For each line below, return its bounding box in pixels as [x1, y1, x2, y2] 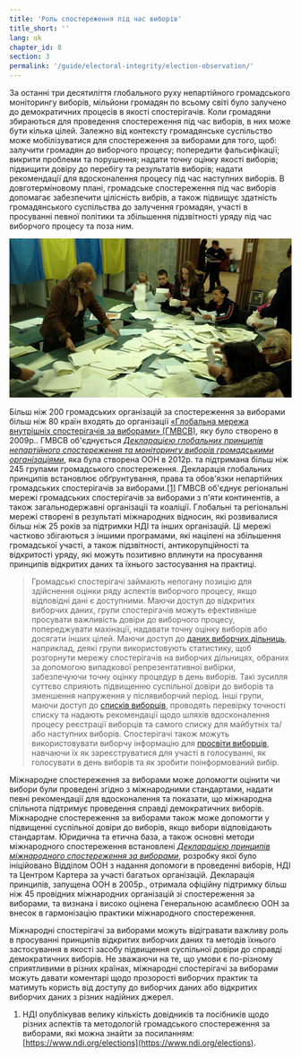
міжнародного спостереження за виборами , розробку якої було [9, 850, 257, 861]
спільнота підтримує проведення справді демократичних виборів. [9, 803, 264, 813]
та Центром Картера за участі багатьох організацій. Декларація [9, 869, 255, 880]
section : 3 [9, 52, 50, 62]
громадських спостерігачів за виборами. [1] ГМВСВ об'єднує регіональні [9, 482, 288, 493]
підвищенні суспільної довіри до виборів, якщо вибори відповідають [9, 821, 272, 832]
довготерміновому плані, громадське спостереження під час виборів [9, 183, 277, 193]
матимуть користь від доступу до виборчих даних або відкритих [9, 982, 258, 993]
